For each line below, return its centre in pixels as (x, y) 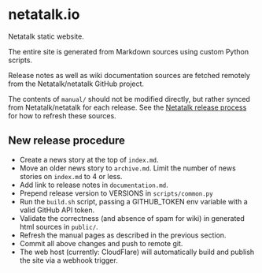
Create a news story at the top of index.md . (89, 159)
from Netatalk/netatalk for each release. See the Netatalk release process (127, 107)
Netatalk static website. (46, 36)
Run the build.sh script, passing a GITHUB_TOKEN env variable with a (133, 201)
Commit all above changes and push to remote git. (101, 243)
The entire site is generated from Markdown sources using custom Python (129, 51)
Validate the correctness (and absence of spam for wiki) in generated (132, 218)
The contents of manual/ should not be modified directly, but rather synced (129, 99)
